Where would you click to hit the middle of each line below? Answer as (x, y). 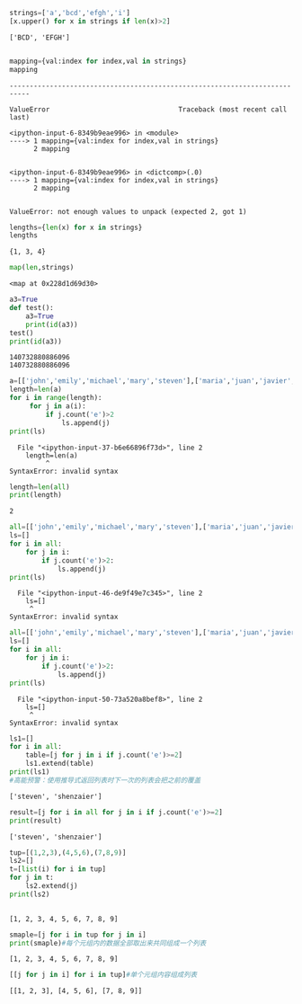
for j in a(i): (58, 406)
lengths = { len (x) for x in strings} (76, 227)
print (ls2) (30, 894)
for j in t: (31, 878)
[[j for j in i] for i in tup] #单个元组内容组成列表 (103, 975)
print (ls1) (30, 772)
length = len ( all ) (40, 487)
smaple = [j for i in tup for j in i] (78, 935)
